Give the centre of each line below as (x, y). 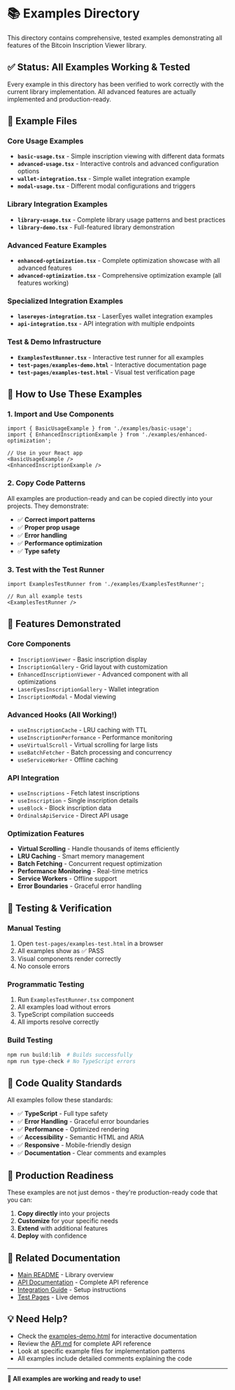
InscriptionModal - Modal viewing (67, 696)
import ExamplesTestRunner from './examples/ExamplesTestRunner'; (106, 584)
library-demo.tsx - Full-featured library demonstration (96, 227)
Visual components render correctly (69, 959)
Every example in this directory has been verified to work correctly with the (116, 84)
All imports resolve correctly (58, 1022)
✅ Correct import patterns (56, 519)
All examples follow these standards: (60, 1100)
